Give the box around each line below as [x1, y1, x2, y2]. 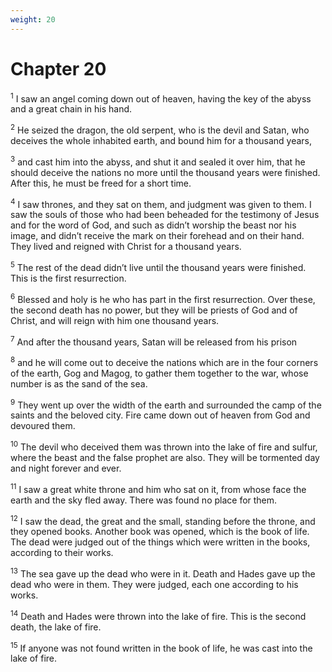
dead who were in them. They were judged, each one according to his [10, 579, 299, 591]
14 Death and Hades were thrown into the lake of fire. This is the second [10, 609, 307, 622]
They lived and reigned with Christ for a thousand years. [10, 241, 242, 253]
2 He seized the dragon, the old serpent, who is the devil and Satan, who [10, 122, 310, 136]
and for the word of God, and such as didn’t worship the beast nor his [10, 219, 297, 231]
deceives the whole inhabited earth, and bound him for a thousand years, [10, 134, 313, 146]
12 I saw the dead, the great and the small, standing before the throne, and [10, 513, 316, 527]
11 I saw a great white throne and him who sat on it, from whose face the [10, 482, 307, 495]
